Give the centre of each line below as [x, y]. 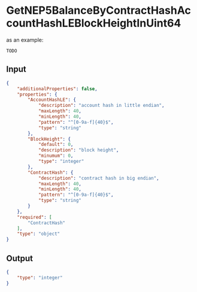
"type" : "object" [39, 234]
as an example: [25, 40]
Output [19, 258]
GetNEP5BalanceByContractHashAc [99, 11]
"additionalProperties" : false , [57, 89]
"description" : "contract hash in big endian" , [99, 178]
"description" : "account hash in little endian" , [101, 106]
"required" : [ [34, 217]
